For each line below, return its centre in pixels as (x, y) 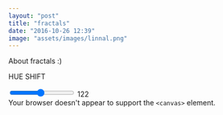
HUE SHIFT (27, 76)
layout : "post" (34, 16)
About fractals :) (35, 61)
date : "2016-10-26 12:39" (52, 31)
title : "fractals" (39, 23)
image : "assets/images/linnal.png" (68, 38)
